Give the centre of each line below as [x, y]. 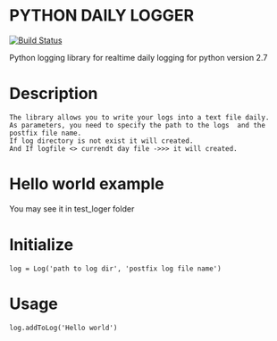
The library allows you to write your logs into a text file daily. [139, 117]
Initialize [42, 245]
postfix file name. [46, 133]
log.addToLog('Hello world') [63, 328]
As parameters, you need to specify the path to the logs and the [138, 125]
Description [54, 94]
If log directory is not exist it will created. [101, 141]
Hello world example [87, 184]
